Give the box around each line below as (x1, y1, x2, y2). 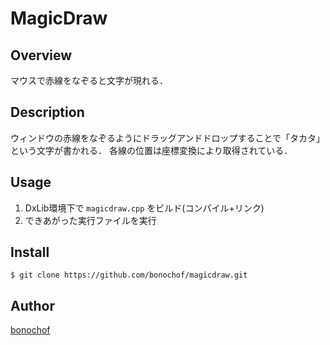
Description (10, 104, 85, 121)
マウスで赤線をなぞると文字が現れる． (10, 75, 168, 86)
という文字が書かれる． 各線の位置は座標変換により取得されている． (10, 144, 293, 156)
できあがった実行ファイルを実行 (24, 214, 157, 226)
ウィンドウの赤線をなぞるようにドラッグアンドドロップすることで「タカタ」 (10, 132, 326, 144)
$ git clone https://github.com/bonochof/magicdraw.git (10, 270, 248, 281)
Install (10, 244, 50, 261)
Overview (10, 47, 73, 64)
